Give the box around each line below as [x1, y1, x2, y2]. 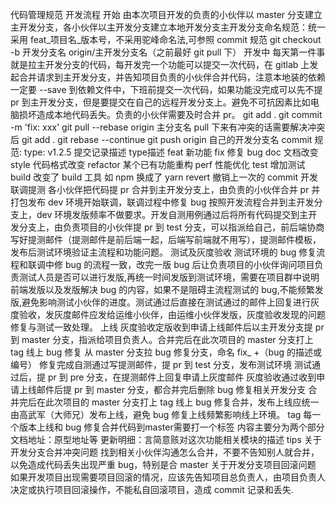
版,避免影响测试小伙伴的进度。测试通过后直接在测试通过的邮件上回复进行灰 [10, 296, 320, 308]
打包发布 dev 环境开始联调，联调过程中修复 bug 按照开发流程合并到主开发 [10, 196, 315, 208]
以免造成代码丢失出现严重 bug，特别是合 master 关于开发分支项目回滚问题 [10, 459, 317, 470]
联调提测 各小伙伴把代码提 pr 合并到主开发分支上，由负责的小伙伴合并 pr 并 [10, 184, 321, 195]
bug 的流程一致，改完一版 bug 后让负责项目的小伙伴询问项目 [64, 259, 315, 270]
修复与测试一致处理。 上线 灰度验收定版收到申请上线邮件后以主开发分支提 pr [10, 321, 325, 333]
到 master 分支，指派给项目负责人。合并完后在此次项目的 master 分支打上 [10, 334, 314, 345]
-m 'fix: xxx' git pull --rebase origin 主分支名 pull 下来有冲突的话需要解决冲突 [10, 121, 326, 133]
